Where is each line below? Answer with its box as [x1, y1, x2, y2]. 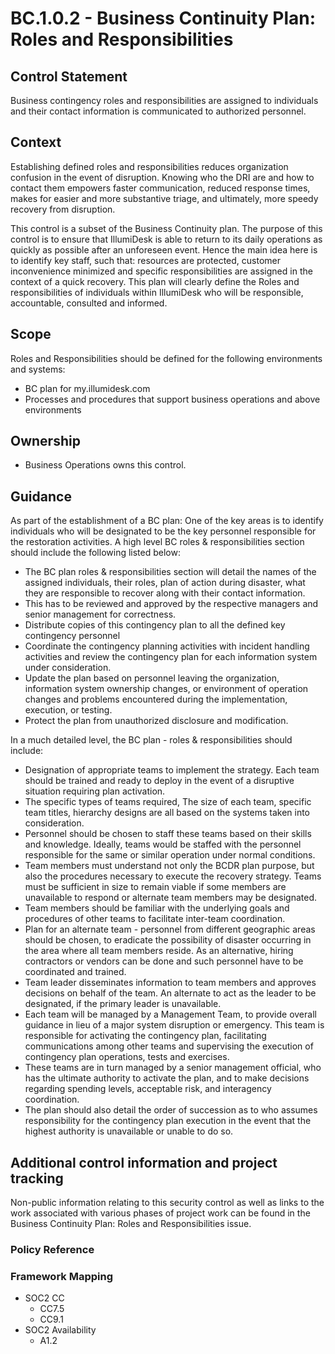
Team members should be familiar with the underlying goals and [24, 902, 290, 914]
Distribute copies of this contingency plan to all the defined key [24, 619, 286, 631]
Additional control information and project [10, 1154, 278, 1171]
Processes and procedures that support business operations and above [24, 393, 321, 405]
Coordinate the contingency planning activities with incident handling [24, 640, 310, 652]
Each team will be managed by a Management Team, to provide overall [24, 1008, 317, 1021]
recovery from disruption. [10, 203, 116, 215]
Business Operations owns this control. [24, 459, 187, 471]
